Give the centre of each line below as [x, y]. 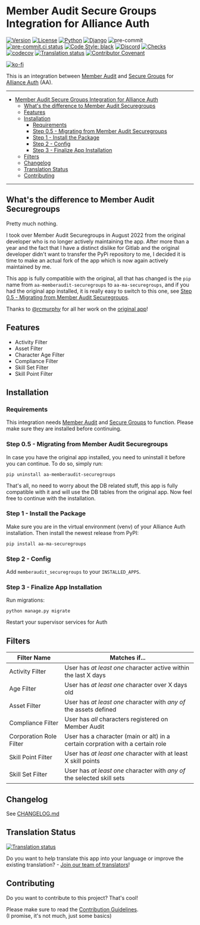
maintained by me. [29, 267]
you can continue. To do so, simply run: [54, 463]
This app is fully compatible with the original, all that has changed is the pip [99, 278]
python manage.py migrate [38, 611]
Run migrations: [25, 600]
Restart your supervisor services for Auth [57, 622]
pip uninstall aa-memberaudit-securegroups [61, 474]
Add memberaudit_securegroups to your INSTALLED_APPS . [74, 572]
